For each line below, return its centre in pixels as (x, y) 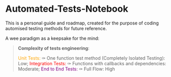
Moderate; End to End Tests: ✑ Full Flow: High (66, 69)
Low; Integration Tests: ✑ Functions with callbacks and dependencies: (92, 63)
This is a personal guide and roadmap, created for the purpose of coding (82, 23)
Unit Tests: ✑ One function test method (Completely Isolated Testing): (91, 58)
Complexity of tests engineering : (54, 48)
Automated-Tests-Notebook (67, 9)
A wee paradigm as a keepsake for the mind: (52, 38)
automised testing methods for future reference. (56, 28)
